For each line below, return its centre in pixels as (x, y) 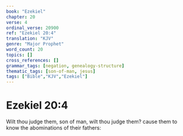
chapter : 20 (21, 17)
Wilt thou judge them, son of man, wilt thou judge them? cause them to (92, 122)
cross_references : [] (33, 60)
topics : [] (19, 55)
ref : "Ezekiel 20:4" (31, 33)
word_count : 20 (25, 50)
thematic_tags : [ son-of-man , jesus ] (51, 71)
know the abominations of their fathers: (54, 128)
